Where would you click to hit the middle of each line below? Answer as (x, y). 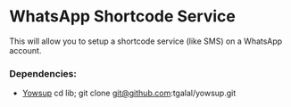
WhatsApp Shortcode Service (123, 16)
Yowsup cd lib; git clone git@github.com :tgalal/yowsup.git (129, 93)
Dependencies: (43, 73)
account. (25, 50)
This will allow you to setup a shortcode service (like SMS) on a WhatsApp (146, 41)
